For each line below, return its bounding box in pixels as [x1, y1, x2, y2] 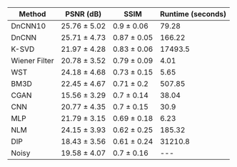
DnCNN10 [11, 21, 46, 31]
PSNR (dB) [65, 9, 102, 18]
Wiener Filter [11, 56, 54, 65]
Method [19, 9, 46, 18]
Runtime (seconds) [159, 9, 227, 18]
